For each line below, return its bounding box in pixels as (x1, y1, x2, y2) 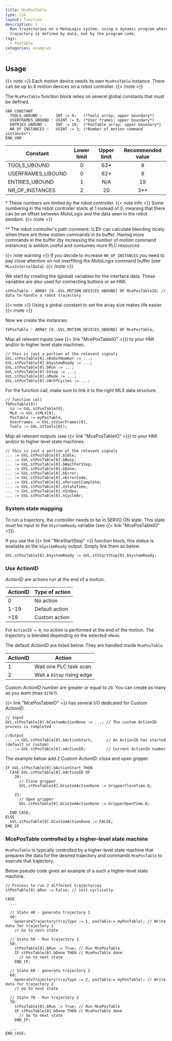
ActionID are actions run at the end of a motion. (5, 576, 105, 582)
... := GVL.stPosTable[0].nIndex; (5, 489, 79, 494)
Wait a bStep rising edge (34, 671, 93, 679)
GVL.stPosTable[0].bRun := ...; (5, 365, 74, 370)
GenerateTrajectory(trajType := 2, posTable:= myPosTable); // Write (14, 977, 166, 983)
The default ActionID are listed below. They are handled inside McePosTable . (5, 642, 164, 648)
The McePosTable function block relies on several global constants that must (5, 93, 165, 100)
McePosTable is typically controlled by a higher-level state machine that (5, 847, 154, 853)
